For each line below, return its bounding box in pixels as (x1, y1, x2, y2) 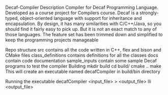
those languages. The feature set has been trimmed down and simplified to (5, 32, 163, 37)
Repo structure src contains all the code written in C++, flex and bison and (5, 47, 161, 53)
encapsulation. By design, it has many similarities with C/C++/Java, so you (5, 20, 162, 27)
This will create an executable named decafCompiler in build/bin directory (5, 68, 160, 75)
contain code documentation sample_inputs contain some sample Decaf (5, 58, 157, 63)
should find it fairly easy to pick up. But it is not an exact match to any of (5, 26, 157, 32)
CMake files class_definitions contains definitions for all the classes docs (5, 52, 158, 58)
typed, (5, 15, 19, 21)
